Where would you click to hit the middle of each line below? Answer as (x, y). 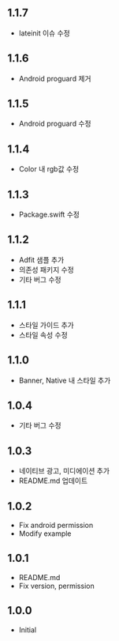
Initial (28, 630)
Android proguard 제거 (55, 78)
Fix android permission (56, 525)
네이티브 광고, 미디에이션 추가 (64, 471)
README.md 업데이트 (53, 481)
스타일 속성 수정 (43, 334)
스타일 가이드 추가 (46, 325)
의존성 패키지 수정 (46, 270)
